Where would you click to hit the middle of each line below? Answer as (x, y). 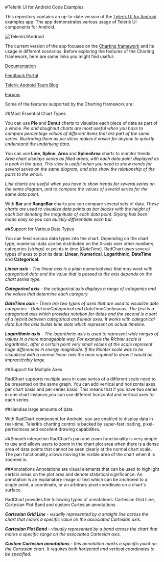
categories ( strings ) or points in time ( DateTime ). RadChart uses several (78, 249)
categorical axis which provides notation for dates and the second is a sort (81, 314)
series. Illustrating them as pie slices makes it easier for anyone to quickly (80, 139)
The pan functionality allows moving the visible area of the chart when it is (80, 454)
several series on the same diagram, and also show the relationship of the (80, 169)
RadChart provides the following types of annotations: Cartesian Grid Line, (80, 499)
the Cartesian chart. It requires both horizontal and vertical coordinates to (80, 549)
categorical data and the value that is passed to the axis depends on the (79, 274)
